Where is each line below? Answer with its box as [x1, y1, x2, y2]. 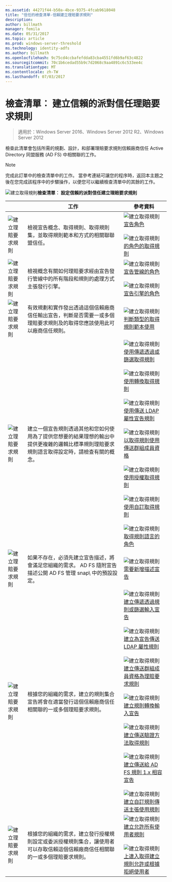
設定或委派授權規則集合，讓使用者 [32, 838, 115, 845]
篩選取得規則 [123, 356, 155, 363]
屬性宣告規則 [123, 415, 155, 422]
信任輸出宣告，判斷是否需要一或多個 [27, 311, 115, 318]
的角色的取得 [123, 242, 155, 249]
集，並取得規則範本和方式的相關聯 [27, 231, 110, 238]
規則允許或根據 [123, 860, 160, 867]
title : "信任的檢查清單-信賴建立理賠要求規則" [5, 12, 93, 17]
